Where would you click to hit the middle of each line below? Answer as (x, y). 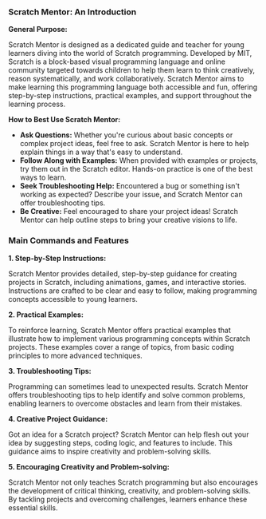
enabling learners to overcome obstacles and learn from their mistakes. (125, 403)
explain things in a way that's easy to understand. (101, 152)
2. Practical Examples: (46, 315)
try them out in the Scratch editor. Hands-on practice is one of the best (136, 169)
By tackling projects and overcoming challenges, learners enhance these (128, 499)
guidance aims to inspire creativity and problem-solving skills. (110, 451)
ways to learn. (43, 177)
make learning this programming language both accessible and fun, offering (133, 87)
